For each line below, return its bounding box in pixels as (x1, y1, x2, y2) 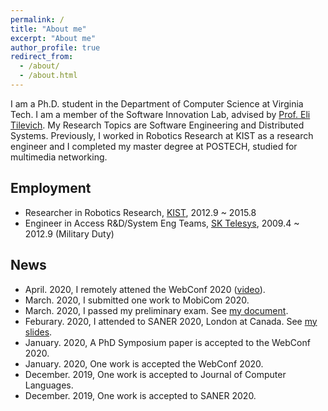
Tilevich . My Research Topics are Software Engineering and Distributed (10, 119, 305, 131)
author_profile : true (10, 42, 101, 53)
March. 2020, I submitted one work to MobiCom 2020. (24, 294, 250, 306)
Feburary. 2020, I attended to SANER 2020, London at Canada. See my (24, 315, 318, 327)
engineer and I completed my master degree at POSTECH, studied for (10, 140, 298, 152)
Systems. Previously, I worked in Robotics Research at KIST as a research (10, 129, 314, 141)
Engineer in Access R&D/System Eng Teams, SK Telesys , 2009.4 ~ (24, 217, 300, 229)
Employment (10, 180, 92, 197)
